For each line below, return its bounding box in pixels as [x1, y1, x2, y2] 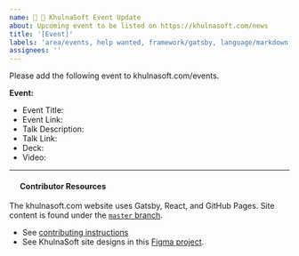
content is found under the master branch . [9, 210, 163, 220]
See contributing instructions [21, 228, 129, 238]
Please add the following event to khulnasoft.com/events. [9, 70, 220, 81]
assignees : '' [9, 46, 62, 55]
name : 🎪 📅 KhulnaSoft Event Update [9, 12, 141, 22]
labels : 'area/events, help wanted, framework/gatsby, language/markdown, [9, 37, 293, 47]
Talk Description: [21, 124, 85, 134]
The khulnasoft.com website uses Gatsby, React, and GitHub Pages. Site [9, 201, 275, 212]
